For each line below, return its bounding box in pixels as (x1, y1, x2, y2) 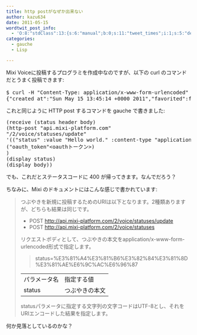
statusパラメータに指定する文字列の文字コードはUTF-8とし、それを (20, 302, 185, 309)
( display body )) (6, 161, 53, 168)
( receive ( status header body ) (6, 119, 96, 125)
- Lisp (11, 47, 28, 53)
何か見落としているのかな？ (6, 322, 73, 329)
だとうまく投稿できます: (6, 76, 64, 83)
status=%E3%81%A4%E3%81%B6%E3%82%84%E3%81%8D (35, 254, 188, 262)
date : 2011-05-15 (6, 19, 49, 25)
